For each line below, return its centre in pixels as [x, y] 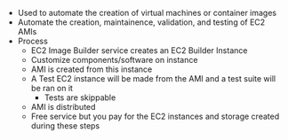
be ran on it [52, 88]
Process [33, 41]
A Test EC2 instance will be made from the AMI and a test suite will [153, 78]
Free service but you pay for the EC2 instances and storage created [155, 116]
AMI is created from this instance [92, 69]
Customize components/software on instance [114, 60]
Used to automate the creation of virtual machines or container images [147, 13]
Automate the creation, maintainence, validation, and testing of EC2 [141, 22]
